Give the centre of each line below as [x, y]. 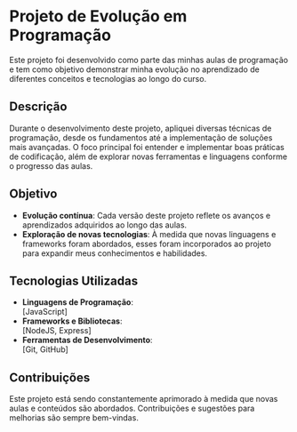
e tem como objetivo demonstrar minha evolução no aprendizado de [134, 69]
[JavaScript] [45, 312]
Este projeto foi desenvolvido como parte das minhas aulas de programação [149, 60]
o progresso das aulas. [51, 165]
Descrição [38, 107]
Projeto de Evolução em [98, 16]
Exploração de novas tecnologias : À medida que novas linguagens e [149, 234]
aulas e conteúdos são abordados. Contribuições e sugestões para [132, 408]
